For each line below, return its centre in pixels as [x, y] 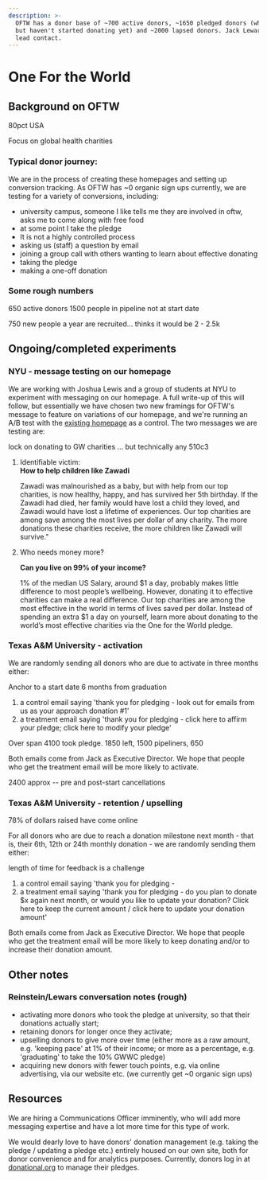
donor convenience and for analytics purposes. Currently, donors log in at [129, 1159]
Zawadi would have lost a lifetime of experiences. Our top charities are [135, 511]
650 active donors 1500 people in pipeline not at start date [104, 308]
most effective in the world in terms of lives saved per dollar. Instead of [136, 608]
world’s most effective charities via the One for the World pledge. [126, 625]
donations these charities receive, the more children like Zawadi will [131, 528]
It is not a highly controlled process [77, 236]
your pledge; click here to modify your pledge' [96, 727]
